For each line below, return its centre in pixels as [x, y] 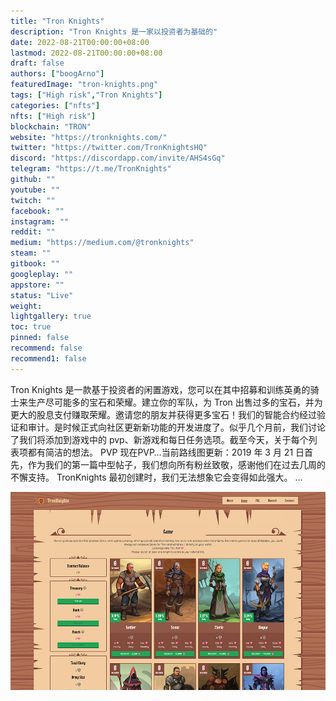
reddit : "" [33, 232]
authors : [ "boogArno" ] [57, 74]
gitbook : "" [35, 264]
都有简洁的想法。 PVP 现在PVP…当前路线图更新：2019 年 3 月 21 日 [166, 452]
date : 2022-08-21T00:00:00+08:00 [80, 42]
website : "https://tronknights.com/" [89, 137]
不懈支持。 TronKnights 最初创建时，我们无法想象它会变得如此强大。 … [156, 477]
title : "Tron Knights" [57, 21]
